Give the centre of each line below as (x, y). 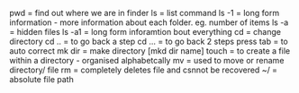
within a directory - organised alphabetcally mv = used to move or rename (147, 60)
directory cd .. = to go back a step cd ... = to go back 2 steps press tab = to (149, 41)
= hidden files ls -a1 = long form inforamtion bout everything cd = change (145, 32)
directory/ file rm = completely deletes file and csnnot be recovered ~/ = (143, 70)
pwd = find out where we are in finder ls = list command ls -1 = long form (145, 13)
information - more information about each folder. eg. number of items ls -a (149, 22)
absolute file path (41, 79)
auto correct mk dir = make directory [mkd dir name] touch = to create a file (150, 51)
